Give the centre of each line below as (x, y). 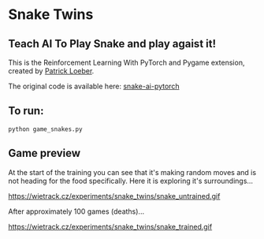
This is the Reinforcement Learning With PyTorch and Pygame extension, (126, 62)
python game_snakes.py (45, 129)
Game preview (45, 153)
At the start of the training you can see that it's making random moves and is (132, 172)
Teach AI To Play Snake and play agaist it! (112, 44)
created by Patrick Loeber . (51, 71)
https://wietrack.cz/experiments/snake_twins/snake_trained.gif (110, 226)
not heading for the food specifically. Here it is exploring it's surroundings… (131, 181)
